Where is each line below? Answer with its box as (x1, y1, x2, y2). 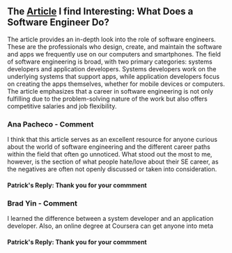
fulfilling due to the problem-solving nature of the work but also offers (7, 94, 208, 103)
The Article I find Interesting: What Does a (7, 6, 194, 17)
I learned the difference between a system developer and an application (7, 215, 214, 222)
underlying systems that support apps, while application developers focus (7, 72, 220, 80)
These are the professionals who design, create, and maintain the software (7, 42, 222, 51)
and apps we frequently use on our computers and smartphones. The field (7, 50, 222, 58)
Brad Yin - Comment (7, 198, 78, 208)
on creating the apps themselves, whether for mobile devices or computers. (7, 80, 225, 88)
